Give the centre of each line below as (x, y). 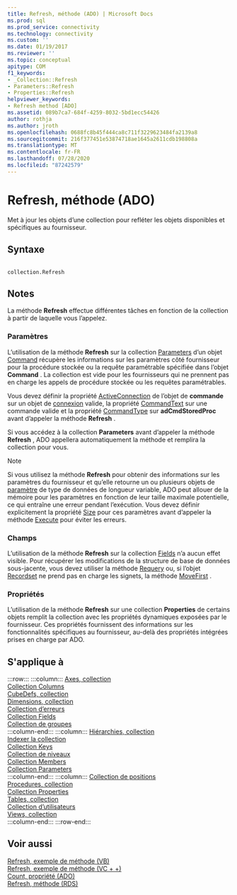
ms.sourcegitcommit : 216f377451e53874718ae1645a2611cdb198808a (103, 139)
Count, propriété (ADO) (41, 876)
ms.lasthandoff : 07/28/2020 (49, 159)
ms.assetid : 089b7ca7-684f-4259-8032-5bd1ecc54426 (83, 112)
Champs (22, 538)
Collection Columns (36, 686)
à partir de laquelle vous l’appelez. (57, 318)
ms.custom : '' (28, 40)
